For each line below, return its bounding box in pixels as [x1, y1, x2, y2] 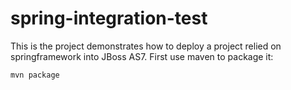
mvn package [10, 70, 60, 80]
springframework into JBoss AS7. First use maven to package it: [10, 50, 274, 62]
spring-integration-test [10, 7, 208, 30]
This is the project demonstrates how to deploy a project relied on [10, 40, 282, 52]
